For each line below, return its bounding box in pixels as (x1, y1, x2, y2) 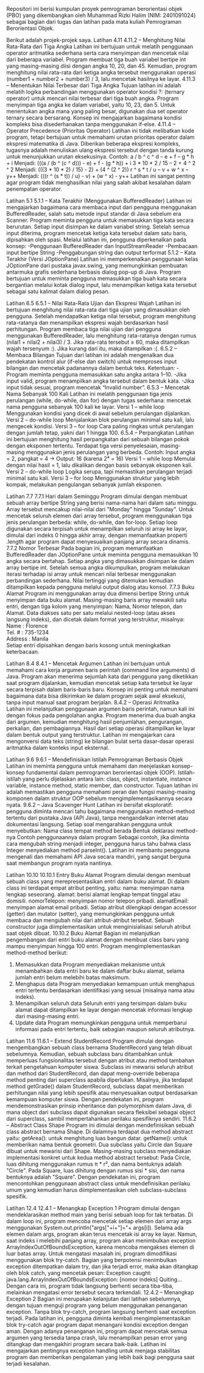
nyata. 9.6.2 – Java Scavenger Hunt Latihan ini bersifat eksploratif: (6, 801, 173, 808)
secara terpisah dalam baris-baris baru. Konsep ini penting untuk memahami (6, 686, 199, 693)
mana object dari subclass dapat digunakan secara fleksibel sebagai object (6, 1109, 195, 1116)
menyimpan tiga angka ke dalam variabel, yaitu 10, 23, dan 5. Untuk (6, 101, 175, 108)
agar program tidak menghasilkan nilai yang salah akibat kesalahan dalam (6, 179, 191, 186)
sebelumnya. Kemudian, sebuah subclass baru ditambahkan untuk (6, 1051, 173, 1057)
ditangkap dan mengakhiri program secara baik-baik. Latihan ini (6, 1341, 167, 1347)
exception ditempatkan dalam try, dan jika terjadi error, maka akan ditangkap (6, 1263, 199, 1270)
